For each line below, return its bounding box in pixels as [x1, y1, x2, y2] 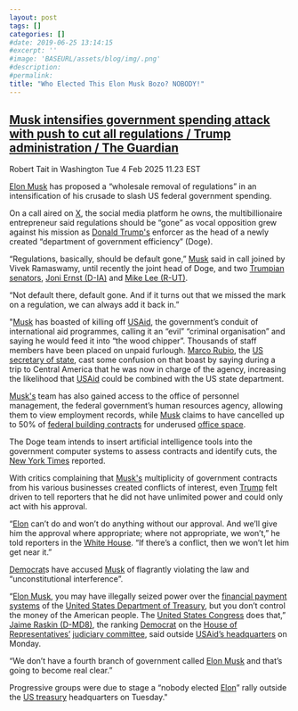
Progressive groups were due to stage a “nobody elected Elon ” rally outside [9, 682, 287, 693]
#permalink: [9, 71, 53, 80]
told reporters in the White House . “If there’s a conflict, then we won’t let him [9, 537, 290, 549]
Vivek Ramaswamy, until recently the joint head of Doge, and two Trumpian [9, 263, 285, 274]
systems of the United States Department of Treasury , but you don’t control [9, 600, 286, 611]
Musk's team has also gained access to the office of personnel [9, 391, 240, 401]
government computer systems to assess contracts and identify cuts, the [9, 446, 278, 457]
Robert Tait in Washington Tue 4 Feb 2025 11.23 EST [9, 164, 202, 175]
